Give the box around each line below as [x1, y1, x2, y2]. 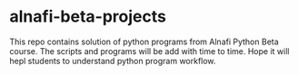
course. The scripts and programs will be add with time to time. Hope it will [9, 45, 290, 56]
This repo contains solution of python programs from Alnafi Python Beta [9, 36, 279, 47]
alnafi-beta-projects [9, 6, 166, 27]
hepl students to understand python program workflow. [9, 55, 216, 66]
